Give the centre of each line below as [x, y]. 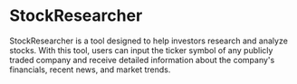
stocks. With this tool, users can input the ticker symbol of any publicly [141, 50]
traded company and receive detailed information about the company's [142, 60]
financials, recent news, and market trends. [90, 70]
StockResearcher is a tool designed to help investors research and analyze [148, 41]
